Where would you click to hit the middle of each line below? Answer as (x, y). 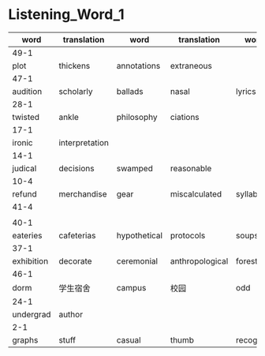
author (71, 314)
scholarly (76, 91)
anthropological (199, 260)
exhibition (30, 260)
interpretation (84, 142)
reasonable (191, 168)
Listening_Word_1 (66, 15)
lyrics (246, 91)
